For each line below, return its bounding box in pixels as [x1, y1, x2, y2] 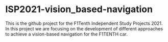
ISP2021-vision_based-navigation [5, 4, 153, 15]
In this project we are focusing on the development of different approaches [5, 25, 163, 31]
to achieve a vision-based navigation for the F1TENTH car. [5, 31, 128, 37]
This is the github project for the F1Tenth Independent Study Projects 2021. [5, 20, 163, 26]
